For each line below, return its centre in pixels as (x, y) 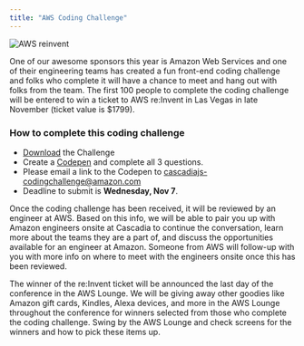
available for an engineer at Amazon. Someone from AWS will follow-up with (152, 246)
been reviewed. (39, 266)
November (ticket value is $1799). (72, 109)
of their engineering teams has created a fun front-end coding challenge (145, 71)
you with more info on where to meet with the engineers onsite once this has (152, 256)
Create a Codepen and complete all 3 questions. (113, 162)
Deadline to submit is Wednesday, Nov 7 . (100, 190)
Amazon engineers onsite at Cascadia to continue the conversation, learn (147, 227)
